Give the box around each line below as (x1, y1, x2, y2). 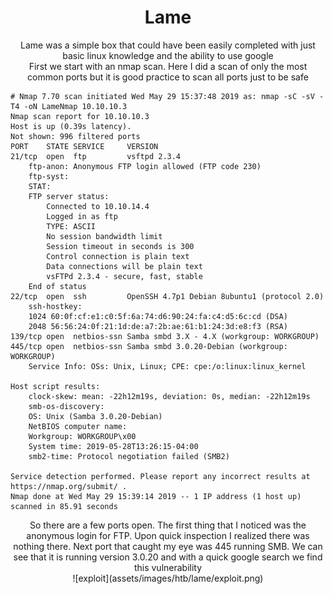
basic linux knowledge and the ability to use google (62, 49, 274, 61)
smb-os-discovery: (28, 401, 105, 411)
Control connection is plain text (46, 251, 190, 261)
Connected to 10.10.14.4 (46, 201, 150, 211)
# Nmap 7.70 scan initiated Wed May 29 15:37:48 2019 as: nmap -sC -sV (10, 91, 315, 101)
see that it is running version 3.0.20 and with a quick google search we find (13, 551, 323, 563)
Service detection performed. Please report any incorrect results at (10, 471, 311, 481)
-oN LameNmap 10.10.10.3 (23, 101, 128, 111)
